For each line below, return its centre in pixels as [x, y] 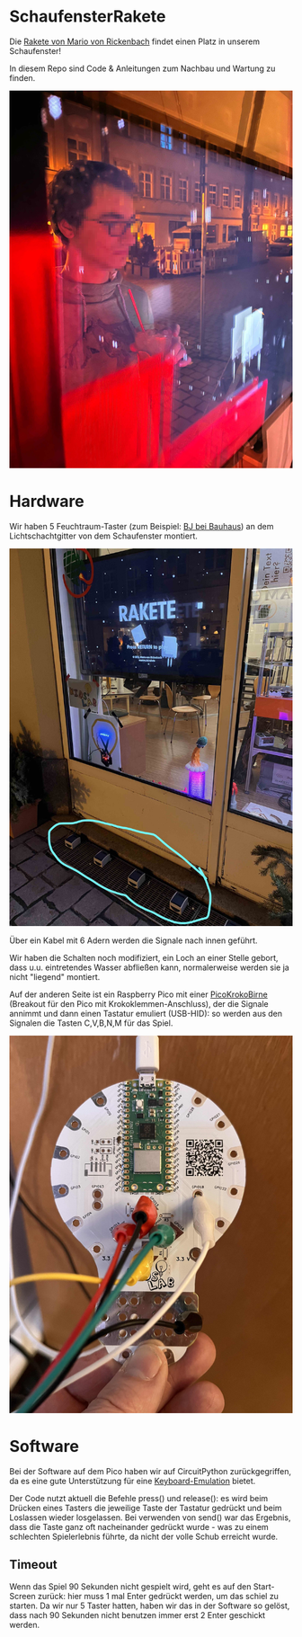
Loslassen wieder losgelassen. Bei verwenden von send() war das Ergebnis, [150, 1517]
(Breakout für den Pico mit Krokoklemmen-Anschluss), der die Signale [139, 1003]
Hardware [47, 502]
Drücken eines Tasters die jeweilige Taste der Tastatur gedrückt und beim [146, 1508]
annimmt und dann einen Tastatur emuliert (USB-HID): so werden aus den [146, 1013]
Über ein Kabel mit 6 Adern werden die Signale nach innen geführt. [133, 940]
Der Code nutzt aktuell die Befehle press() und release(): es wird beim [139, 1498]
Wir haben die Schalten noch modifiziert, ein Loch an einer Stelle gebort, [144, 957]
